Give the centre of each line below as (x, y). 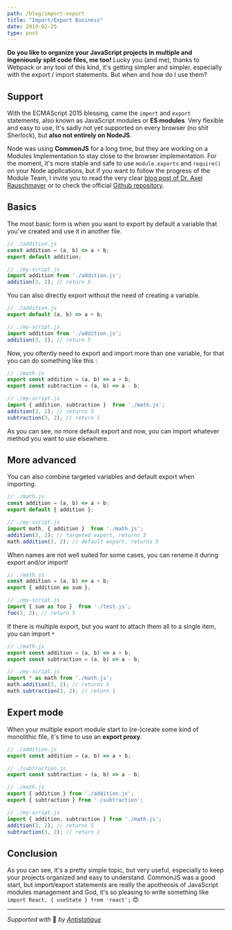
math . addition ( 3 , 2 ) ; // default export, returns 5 (83, 542)
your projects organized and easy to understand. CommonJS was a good (111, 877)
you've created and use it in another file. (65, 231)
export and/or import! (38, 562)
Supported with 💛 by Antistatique (54, 920)
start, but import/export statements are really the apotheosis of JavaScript (113, 885)
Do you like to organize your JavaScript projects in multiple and (100, 53)
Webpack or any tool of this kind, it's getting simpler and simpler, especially (115, 67)
